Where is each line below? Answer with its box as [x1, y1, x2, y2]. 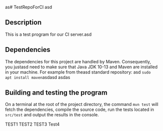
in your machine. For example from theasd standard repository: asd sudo [5, 69, 151, 75]
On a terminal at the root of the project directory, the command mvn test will [5, 102, 159, 107]
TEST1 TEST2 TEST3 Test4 [5, 121, 60, 127]
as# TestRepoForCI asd [5, 4, 52, 10]
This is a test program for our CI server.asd [5, 31, 92, 37]
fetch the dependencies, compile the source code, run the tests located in [5, 106, 154, 112]
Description [5, 18, 42, 26]
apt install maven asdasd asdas [5, 74, 70, 80]
